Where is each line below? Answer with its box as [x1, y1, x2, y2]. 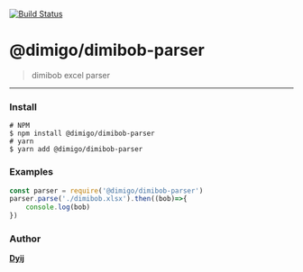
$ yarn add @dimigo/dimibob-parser [9, 145, 143, 154]
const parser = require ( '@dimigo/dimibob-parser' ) [9, 186, 204, 195]
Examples [9, 166, 54, 178]
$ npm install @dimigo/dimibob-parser [9, 129, 155, 139]
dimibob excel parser [31, 69, 111, 80]
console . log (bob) [25, 203, 91, 212]
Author [9, 232, 41, 245]
